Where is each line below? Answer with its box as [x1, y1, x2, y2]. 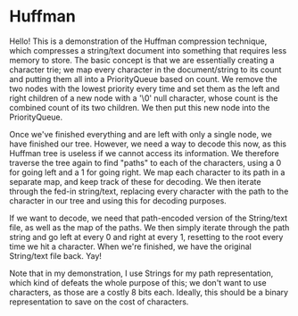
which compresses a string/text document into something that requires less [9, 45, 287, 55]
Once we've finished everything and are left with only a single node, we [9, 129, 272, 139]
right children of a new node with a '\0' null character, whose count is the [9, 92, 278, 104]
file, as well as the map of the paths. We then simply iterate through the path [9, 221, 290, 233]
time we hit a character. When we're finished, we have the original [9, 241, 252, 252]
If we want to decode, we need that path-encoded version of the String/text [9, 212, 288, 223]
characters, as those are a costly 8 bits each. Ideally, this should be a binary [9, 287, 288, 297]
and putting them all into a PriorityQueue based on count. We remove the [9, 73, 278, 84]
